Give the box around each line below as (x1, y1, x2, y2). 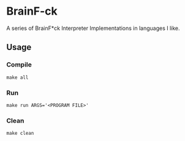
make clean (6, 130, 34, 137)
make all (6, 74, 29, 81)
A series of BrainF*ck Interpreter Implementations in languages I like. (6, 24, 180, 32)
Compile (6, 60, 32, 69)
